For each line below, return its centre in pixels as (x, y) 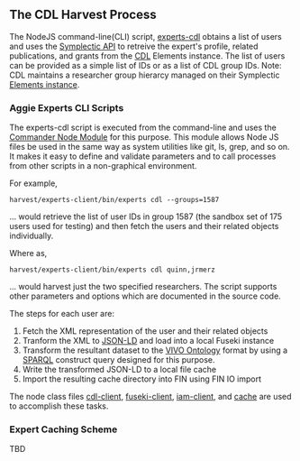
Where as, (28, 254)
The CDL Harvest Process (83, 15)
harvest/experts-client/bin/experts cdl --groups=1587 (114, 200)
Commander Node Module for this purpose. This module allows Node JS (144, 137)
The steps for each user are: (62, 314)
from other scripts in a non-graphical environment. (103, 166)
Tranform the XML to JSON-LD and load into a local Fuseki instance (148, 341)
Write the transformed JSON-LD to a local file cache (119, 370)
